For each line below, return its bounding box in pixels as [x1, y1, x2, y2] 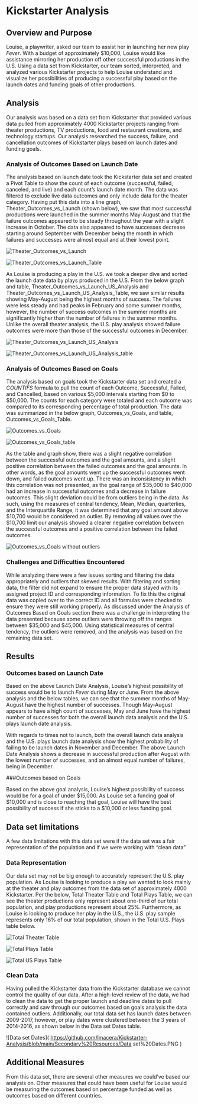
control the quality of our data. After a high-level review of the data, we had [6, 991, 190, 998]
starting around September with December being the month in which [6, 230, 173, 237]
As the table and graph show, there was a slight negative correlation [6, 450, 172, 457]
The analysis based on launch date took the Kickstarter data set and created [6, 173, 192, 181]
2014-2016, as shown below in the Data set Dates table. [6, 1022, 142, 1030]
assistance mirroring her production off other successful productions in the [6, 56, 190, 63]
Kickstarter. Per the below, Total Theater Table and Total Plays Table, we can [6, 891, 193, 898]
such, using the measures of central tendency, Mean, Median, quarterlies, [6, 501, 186, 508]
